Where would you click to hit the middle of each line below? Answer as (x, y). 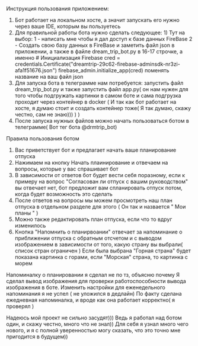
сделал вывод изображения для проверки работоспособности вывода (96, 281)
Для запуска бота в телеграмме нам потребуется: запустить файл (99, 83)
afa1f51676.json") (36, 70)
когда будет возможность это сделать (63, 194)
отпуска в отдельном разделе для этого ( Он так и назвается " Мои (100, 206)
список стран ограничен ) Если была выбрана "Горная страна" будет (103, 251)
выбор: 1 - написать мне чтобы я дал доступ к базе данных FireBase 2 (103, 39)
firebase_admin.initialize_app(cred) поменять (114, 70)
